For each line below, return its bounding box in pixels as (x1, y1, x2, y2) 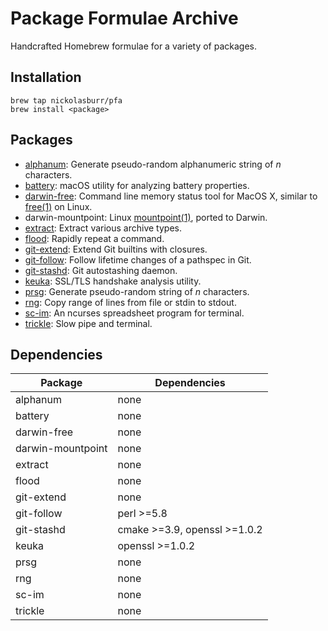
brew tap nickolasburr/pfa (10, 95, 123, 106)
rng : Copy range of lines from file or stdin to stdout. (24, 296, 237, 308)
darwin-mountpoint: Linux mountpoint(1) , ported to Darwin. (24, 211, 268, 223)
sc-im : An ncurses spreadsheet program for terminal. (24, 307, 245, 319)
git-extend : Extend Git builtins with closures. (24, 243, 208, 255)
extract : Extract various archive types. (24, 222, 182, 234)
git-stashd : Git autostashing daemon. (24, 264, 178, 276)
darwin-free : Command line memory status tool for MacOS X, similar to (24, 190, 318, 202)
